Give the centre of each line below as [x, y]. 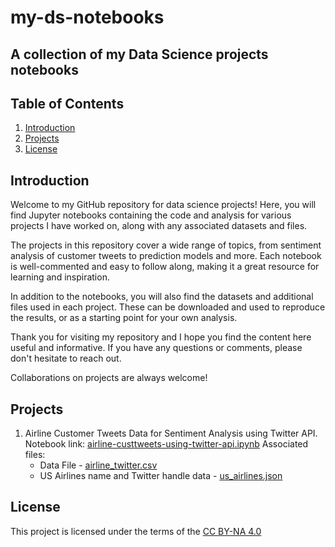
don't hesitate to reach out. [66, 358]
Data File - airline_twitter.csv [98, 465]
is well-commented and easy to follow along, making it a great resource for [165, 267]
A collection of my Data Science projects [139, 54]
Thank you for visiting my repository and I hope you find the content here [161, 337]
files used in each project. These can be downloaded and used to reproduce [168, 307]
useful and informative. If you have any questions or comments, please [156, 348]
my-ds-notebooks [87, 17]
